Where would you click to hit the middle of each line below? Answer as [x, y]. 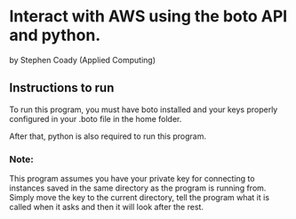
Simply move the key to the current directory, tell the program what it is [139, 198]
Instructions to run [62, 88]
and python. [55, 35]
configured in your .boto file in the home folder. [96, 118]
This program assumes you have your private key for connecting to [132, 179]
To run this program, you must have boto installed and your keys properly [144, 109]
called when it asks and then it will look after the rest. [107, 207]
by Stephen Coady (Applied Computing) [83, 60]
